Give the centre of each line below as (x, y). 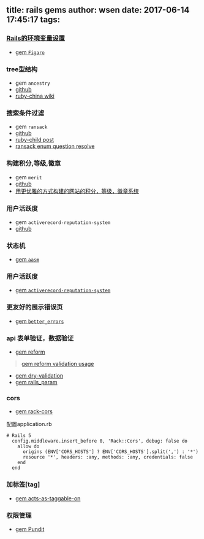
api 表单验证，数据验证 (40, 338)
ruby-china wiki (35, 96)
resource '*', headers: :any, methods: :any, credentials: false (108, 457)
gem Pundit (30, 529)
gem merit (28, 177)
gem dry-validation (39, 376)
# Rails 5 (19, 436)
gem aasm (27, 260)
